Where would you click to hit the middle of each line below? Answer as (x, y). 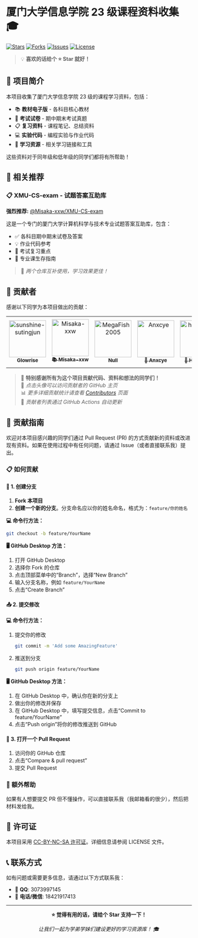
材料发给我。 (22, 806)
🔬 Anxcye (156, 360)
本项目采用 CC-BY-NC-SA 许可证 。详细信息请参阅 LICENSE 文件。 (87, 842)
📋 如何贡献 (22, 469)
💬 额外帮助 (21, 785)
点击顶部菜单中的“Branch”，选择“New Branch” (71, 575)
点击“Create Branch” (39, 590)
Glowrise (27, 360)
